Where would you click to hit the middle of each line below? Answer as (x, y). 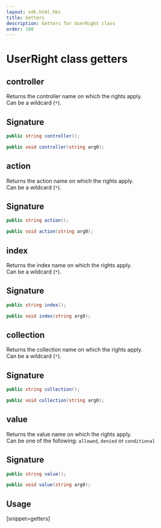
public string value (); (36, 474)
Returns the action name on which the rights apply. (70, 181)
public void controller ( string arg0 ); (55, 147)
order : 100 (20, 29)
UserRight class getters (67, 59)
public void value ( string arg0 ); (49, 485)
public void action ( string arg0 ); (50, 232)
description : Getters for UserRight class (61, 23)
